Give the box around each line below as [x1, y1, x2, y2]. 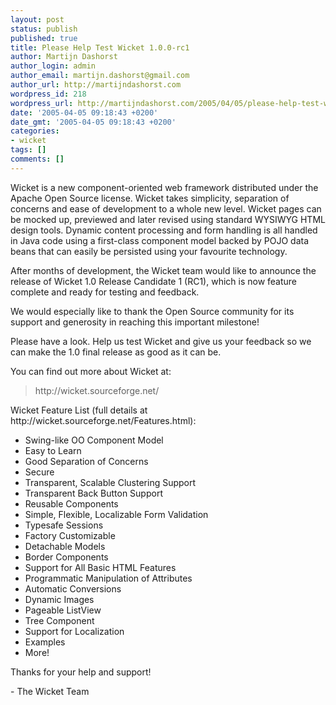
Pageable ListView [24, 604, 102, 616]
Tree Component [24, 614, 95, 626]
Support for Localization [24, 625, 125, 637]
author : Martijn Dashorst [10, 52, 118, 62]
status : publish [10, 24, 78, 34]
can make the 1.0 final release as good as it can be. [10, 346, 222, 358]
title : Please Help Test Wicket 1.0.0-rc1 [10, 42, 190, 53]
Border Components [24, 551, 109, 563]
